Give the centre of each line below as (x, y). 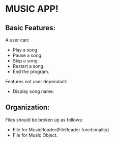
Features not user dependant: (36, 81)
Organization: (27, 108)
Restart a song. (28, 66)
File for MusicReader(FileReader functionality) (61, 129)
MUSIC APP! (32, 9)
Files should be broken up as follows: (44, 120)
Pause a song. (27, 55)
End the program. (31, 71)
